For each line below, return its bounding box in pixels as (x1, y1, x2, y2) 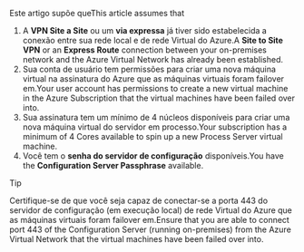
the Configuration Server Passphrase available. (22, 160, 204, 170)
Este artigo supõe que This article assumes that (9, 8, 185, 18)
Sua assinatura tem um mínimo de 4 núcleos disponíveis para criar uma (22, 112, 290, 122)
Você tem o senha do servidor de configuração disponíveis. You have (22, 150, 284, 161)
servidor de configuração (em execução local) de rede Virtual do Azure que (9, 205, 293, 216)
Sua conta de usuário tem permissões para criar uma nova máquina (22, 63, 277, 74)
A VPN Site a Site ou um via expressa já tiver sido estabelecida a (22, 25, 268, 35)
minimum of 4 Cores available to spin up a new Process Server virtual (22, 131, 283, 141)
